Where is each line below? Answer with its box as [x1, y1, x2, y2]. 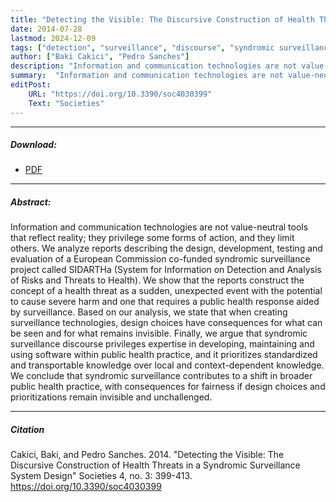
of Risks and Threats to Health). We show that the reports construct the [10, 274, 305, 286]
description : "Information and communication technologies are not [10, 61, 298, 71]
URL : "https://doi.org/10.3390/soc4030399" [28, 89, 213, 99]
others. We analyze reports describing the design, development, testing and [10, 242, 323, 255]
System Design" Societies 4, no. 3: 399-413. [10, 470, 193, 482]
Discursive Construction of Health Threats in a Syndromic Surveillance [10, 459, 301, 471]
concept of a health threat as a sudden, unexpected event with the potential [10, 285, 323, 297]
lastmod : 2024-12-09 [10, 33, 97, 43]
